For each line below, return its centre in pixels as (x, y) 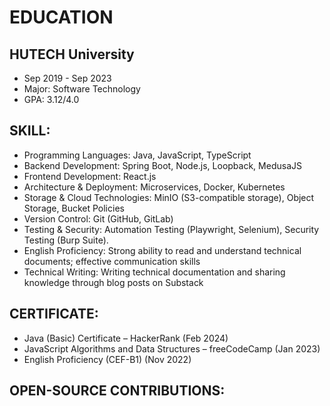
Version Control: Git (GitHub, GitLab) (98, 218)
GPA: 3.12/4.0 (51, 99)
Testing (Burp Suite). (66, 240)
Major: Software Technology (82, 89)
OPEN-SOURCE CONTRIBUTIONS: (117, 391)
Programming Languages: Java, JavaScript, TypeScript (137, 155)
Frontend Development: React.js (90, 176)
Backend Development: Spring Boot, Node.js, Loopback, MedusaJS (162, 165)
